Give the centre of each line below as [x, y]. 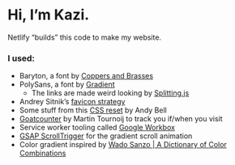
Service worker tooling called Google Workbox [97, 128]
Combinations [43, 153]
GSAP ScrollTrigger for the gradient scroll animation [106, 136]
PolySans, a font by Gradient [67, 85]
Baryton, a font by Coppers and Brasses [86, 76]
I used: [21, 58]
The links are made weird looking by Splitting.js [110, 93]
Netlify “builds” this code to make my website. [85, 37]
